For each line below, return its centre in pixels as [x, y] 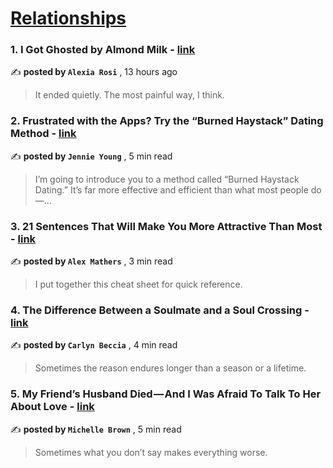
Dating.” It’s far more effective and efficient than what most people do [178, 189]
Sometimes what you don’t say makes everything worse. [151, 452]
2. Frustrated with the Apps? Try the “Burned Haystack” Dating [167, 121]
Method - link [43, 134]
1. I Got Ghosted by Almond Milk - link [103, 50]
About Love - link [52, 407]
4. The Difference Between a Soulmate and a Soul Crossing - [160, 310]
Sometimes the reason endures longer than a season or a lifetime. [170, 368]
